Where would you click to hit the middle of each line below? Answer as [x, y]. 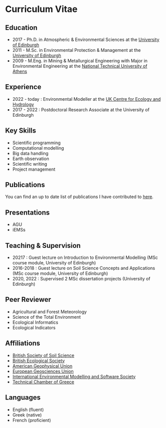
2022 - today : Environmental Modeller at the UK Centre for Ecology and [86, 99]
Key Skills [21, 131]
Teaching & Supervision [43, 245]
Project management [34, 169]
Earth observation [31, 159]
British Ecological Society [38, 361]
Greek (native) [27, 415]
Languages [23, 398]
